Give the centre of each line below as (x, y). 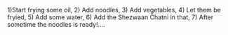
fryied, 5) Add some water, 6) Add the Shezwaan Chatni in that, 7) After (110, 17)
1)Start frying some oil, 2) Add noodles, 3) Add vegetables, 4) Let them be (114, 10)
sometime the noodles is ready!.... (56, 24)
